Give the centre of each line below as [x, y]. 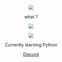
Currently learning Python [31, 45]
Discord [31, 54]
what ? [31, 17]
